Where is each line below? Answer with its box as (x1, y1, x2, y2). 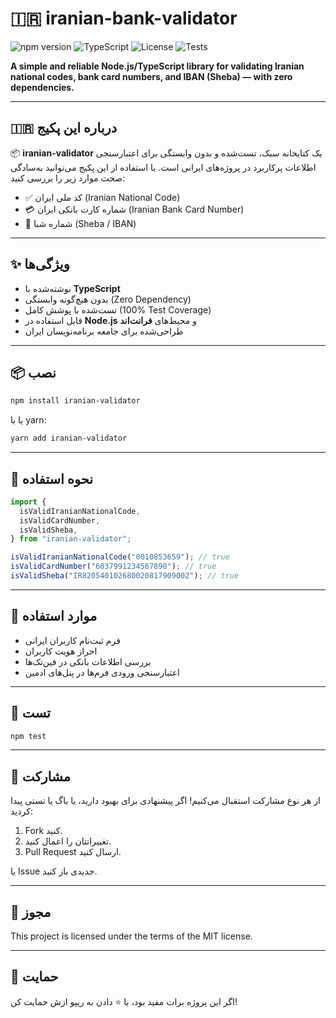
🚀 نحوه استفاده (10, 470, 94, 487)
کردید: (10, 805, 33, 817)
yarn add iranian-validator (10, 433, 128, 444)
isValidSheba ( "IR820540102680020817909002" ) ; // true (10, 571, 240, 581)
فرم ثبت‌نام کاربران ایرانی (24, 634, 121, 646)
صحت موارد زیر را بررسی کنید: (10, 172, 126, 184)
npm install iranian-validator (10, 396, 141, 406)
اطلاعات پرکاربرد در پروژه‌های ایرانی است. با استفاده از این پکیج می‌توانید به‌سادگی (10, 161, 317, 173)
